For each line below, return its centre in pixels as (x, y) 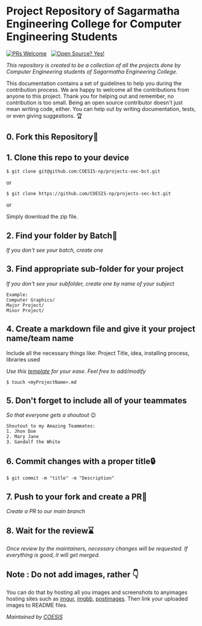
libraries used (23, 359)
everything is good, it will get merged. (53, 555)
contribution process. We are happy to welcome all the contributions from (98, 89)
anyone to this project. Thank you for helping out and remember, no (90, 96)
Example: (17, 295)
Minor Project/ (25, 310)
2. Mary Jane (23, 437)
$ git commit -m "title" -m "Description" (60, 478)
